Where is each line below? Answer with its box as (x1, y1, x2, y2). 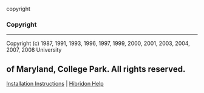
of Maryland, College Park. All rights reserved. (6, 64, 186, 74)
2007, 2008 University (6, 46, 62, 53)
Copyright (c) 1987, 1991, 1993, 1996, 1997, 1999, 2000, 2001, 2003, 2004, (6, 40, 190, 47)
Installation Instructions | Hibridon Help (6, 80, 104, 88)
